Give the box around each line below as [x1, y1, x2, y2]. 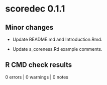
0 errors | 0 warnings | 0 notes [5, 74, 69, 80]
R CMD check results [5, 61, 72, 69]
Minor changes [5, 23, 54, 32]
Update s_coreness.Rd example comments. [12, 46, 102, 52]
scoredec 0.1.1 [5, 3, 65, 15]
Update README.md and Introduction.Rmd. [12, 36, 102, 42]
